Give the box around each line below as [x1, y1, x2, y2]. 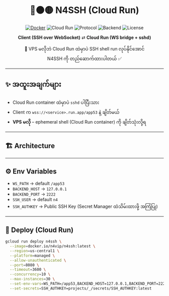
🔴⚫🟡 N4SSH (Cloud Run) [30, 5, 139, 16]
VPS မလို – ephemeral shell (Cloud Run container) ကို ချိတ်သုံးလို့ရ [12, 119, 146, 125]
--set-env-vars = [10, 281, 44, 286]
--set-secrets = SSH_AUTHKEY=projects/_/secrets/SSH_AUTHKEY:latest [10, 286, 152, 291]
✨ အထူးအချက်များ [5, 80, 61, 89]
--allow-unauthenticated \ [10, 258, 66, 263]
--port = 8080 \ [10, 262, 39, 268]
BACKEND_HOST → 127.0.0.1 [12, 186, 67, 192]
